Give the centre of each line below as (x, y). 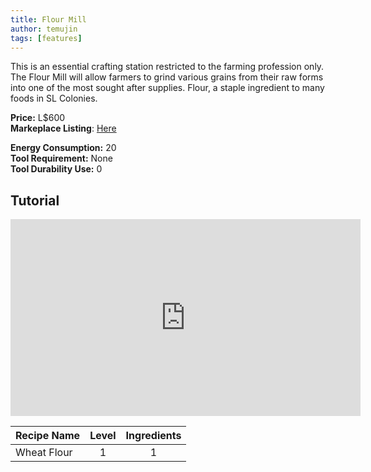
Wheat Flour (44, 453)
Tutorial (35, 200)
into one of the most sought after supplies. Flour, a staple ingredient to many (167, 88)
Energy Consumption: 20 (63, 148)
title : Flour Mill (48, 19)
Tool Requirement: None (61, 158)
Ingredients (153, 436)
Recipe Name (48, 436)
